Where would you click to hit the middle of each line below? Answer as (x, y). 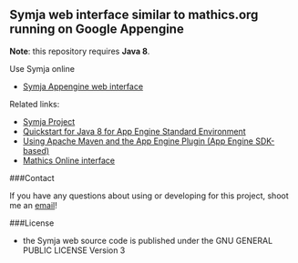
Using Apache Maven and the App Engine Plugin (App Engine (138, 141)
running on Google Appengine (97, 30)
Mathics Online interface (69, 160)
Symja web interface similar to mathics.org (134, 15)
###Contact (32, 177)
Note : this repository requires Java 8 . (80, 51)
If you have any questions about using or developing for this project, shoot (149, 196)
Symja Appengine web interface (83, 86)
